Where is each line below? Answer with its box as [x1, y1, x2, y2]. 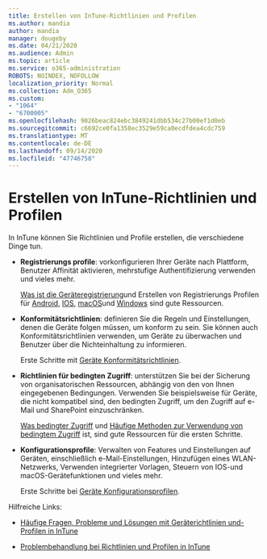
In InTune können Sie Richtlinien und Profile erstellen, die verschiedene [8, 233, 244, 243]
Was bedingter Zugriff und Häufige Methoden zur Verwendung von [19, 421, 244, 431]
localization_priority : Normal [8, 79, 114, 87]
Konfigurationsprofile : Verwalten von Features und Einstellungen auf [19, 445, 252, 455]
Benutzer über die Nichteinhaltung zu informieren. [19, 340, 187, 349]
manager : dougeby [8, 34, 67, 43]
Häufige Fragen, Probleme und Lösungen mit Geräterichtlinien [19, 518, 227, 528]
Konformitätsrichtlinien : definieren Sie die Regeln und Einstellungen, [19, 314, 251, 323]
